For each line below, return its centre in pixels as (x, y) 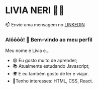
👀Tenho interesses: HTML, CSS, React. (53, 81)
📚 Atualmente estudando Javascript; (51, 66)
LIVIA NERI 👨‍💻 (35, 10)
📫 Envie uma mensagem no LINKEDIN (45, 24)
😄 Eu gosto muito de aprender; (45, 61)
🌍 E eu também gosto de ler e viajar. (51, 74)
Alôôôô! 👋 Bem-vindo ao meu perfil (49, 39)
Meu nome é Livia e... (27, 51)
